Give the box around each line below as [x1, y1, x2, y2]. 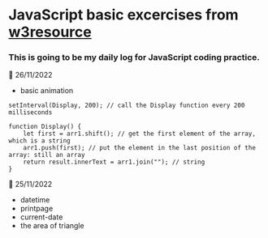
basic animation [19, 86, 74, 96]
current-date [19, 212, 63, 222]
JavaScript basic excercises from [8, 6, 239, 24]
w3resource [8, 23, 92, 41]
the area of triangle [19, 221, 84, 231]
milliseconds [8, 108, 53, 117]
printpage [19, 204, 54, 214]
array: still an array [8, 151, 85, 159]
